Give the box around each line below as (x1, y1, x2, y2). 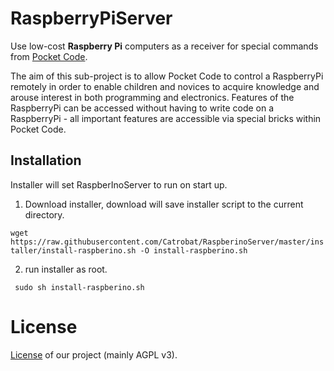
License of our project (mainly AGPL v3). (10, 348, 178, 361)
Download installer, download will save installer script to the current (24, 198, 304, 210)
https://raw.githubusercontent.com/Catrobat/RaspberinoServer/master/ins (10, 237, 325, 247)
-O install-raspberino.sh (139, 245, 248, 256)
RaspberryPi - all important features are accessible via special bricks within (10, 112, 322, 124)
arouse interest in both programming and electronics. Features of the (10, 91, 295, 103)
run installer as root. (24, 263, 108, 275)
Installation (10, 152, 82, 169)
